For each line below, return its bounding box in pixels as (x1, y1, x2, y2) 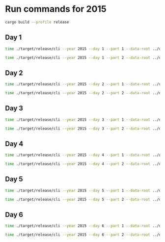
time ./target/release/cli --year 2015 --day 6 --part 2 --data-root (5, 232, 151, 238)
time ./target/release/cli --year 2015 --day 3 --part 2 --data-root (5, 126, 151, 131)
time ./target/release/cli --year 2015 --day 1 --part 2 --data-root (5, 55, 151, 60)
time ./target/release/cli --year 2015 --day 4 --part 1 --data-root (5, 153, 151, 158)
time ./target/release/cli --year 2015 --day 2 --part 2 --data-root (5, 91, 151, 96)
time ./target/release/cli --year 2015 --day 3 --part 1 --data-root (5, 117, 151, 122)
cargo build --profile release (5, 20, 69, 25)
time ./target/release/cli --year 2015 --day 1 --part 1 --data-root (5, 46, 151, 51)
